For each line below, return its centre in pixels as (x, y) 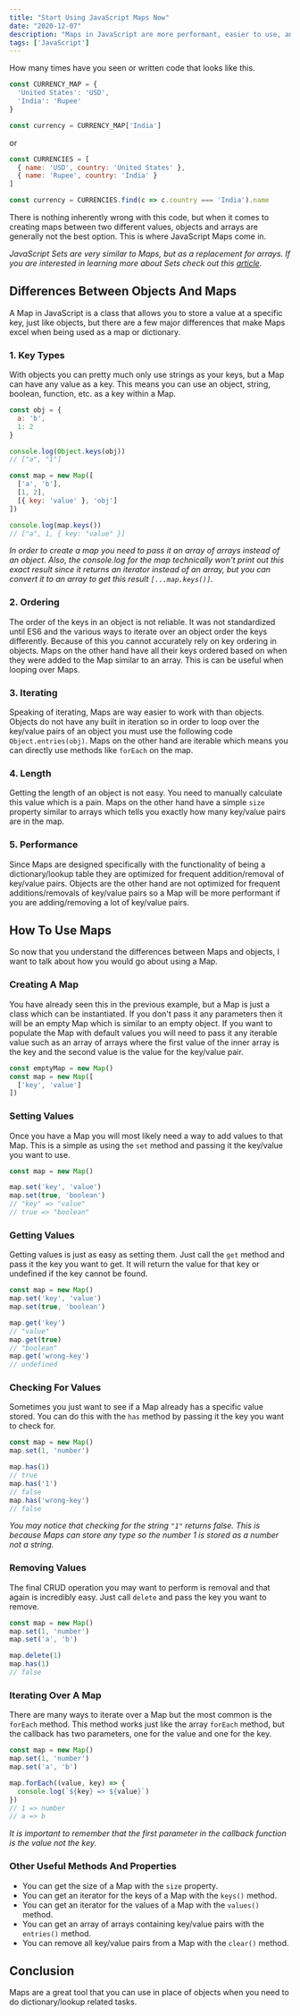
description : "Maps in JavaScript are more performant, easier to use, (145, 34)
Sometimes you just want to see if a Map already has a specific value (136, 1407)
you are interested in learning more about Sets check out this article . (136, 263)
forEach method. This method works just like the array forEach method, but (147, 1724)
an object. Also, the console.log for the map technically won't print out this (146, 560)
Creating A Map (44, 984)
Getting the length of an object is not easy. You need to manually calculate (146, 793)
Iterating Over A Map (55, 1695)
